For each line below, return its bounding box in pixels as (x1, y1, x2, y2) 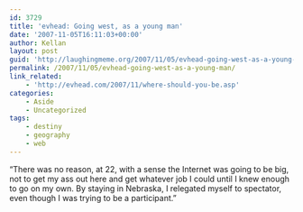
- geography (25, 131, 70, 140)
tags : (9, 114, 30, 123)
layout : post (9, 47, 59, 56)
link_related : (9, 72, 63, 81)
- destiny (25, 123, 63, 132)
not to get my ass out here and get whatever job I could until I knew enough (9, 173, 290, 184)
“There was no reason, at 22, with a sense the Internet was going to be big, (9, 163, 289, 174)
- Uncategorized (25, 106, 87, 115)
